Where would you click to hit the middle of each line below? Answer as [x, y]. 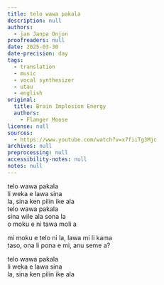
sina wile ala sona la [37, 216]
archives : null [30, 146]
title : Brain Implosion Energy [60, 107]
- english [28, 93]
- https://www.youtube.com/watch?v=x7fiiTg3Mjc [86, 139]
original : [22, 100]
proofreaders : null [36, 41]
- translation [34, 67]
